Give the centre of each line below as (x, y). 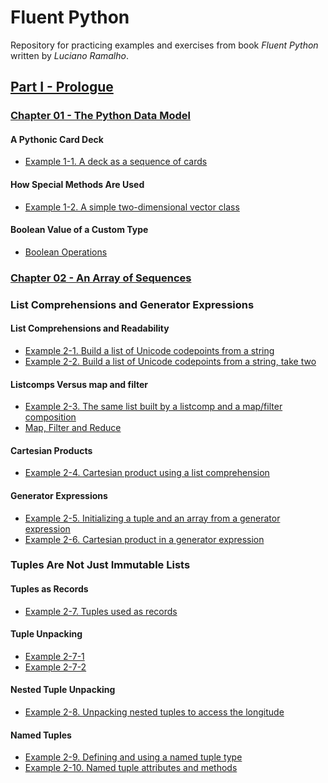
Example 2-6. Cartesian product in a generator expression (144, 539)
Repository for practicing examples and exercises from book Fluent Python (164, 45)
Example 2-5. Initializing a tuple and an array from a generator (152, 518)
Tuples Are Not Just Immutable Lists (100, 565)
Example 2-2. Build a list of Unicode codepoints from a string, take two (170, 361)
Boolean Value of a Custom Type (79, 230)
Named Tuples (41, 735)
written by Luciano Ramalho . (69, 55)
